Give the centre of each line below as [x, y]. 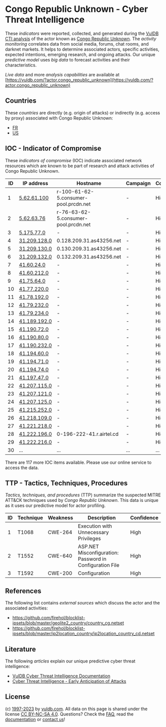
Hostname [89, 183]
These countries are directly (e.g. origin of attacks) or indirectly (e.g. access [83, 113]
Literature [21, 649]
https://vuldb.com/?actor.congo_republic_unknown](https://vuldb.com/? [80, 80]
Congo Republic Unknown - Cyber [77, 9]
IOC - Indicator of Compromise [53, 149]
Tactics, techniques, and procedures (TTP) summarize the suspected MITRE [83, 495]
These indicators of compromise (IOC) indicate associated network [74, 160]
